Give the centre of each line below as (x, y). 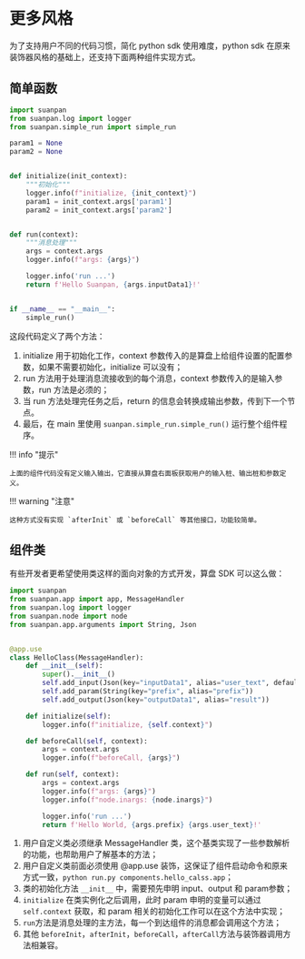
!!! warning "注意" (42, 500)
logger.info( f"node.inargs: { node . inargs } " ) (128, 800)
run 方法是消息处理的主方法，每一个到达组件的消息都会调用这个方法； (152, 923)
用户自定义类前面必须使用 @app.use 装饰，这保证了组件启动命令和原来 (155, 866)
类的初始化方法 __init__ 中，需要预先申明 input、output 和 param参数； (157, 889)
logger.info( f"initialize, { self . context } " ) (128, 724)
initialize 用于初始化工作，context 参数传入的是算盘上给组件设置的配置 (153, 355)
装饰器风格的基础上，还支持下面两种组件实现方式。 (105, 56)
